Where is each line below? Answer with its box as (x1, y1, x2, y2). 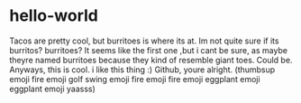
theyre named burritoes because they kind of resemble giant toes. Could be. (9, 54, 293, 65)
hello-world (9, 5, 99, 26)
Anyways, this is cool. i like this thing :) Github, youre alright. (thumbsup (9, 64, 276, 75)
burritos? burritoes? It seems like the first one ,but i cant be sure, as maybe (9, 44, 288, 55)
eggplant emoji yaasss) (9, 83, 96, 94)
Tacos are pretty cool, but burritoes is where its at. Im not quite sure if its (9, 35, 279, 46)
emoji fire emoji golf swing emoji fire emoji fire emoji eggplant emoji (9, 73, 260, 84)
